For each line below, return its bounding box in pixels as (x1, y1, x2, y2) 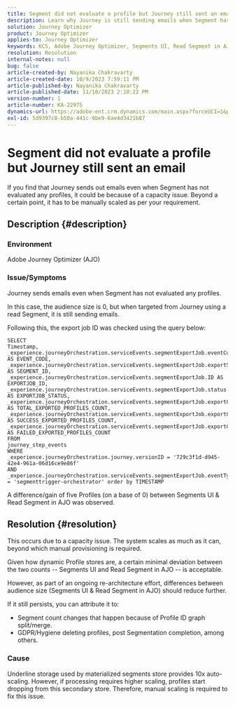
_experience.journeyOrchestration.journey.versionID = (7, 453, 171, 460)
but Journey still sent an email (7, 159, 186, 175)
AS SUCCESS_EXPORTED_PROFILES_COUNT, (7, 417, 117, 424)
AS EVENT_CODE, (7, 355, 52, 362)
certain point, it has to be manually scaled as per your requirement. (7, 198, 201, 206)
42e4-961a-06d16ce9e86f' (7, 460, 80, 467)
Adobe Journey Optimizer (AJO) (7, 255, 100, 264)
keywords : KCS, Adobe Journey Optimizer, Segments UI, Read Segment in (7, 43, 220, 50)
